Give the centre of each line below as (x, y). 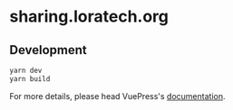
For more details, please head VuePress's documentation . (117, 96)
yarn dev (26, 70)
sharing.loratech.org (89, 17)
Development (49, 50)
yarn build (30, 78)
